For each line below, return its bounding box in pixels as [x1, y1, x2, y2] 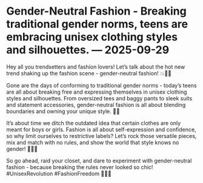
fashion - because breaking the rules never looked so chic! [6, 163, 153, 171]
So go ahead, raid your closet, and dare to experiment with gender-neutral [6, 157, 192, 164]
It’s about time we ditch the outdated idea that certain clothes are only [6, 119, 181, 126]
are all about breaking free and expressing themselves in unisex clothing [6, 88, 187, 95]
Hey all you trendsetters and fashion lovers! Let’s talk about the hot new [6, 63, 185, 71]
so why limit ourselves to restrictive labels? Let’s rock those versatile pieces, [6, 132, 197, 139]
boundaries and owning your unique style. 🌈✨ [6, 108, 120, 115]
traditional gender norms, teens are [6, 17, 188, 31]
